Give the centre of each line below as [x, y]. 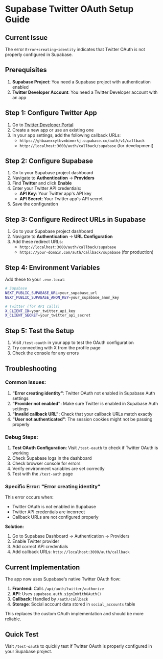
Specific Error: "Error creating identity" [53, 487]
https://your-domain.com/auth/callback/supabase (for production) [86, 252]
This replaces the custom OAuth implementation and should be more [74, 614]
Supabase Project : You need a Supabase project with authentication [81, 81]
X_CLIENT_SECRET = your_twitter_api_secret [48, 316]
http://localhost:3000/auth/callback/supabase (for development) [86, 145]
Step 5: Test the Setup [40, 330]
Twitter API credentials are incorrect [48, 512]
